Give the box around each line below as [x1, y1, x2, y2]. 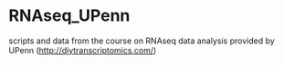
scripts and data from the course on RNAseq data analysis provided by [8, 35, 275, 46]
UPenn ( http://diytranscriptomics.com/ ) [8, 44, 157, 55]
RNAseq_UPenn [8, 5, 131, 26]
